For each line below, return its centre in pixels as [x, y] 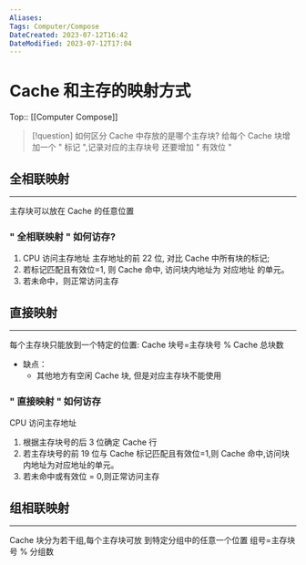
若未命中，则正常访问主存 [71, 281]
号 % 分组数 [32, 551]
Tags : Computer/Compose [55, 26]
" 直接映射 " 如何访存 [56, 402]
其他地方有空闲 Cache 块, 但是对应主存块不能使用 [128, 375]
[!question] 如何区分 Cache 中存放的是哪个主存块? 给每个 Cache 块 [157, 136]
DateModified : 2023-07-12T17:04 [71, 43]
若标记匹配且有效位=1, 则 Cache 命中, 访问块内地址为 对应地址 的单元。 [156, 270]
